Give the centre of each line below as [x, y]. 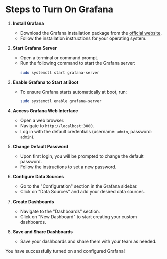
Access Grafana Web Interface [45, 111]
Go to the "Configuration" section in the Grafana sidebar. [79, 186]
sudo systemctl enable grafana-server [61, 101]
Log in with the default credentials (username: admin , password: [86, 131]
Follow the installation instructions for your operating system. [83, 38]
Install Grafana [28, 23]
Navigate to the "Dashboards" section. [60, 211]
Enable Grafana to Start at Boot [46, 82]
